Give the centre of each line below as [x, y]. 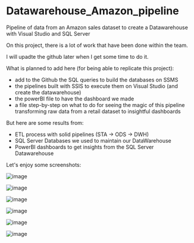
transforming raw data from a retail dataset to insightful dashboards [98, 111]
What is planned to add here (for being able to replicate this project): [90, 68]
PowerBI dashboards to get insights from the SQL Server [84, 147]
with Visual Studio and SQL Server [48, 33]
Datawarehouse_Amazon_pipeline [93, 11]
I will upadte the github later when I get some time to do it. [77, 56]
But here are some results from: [45, 122]
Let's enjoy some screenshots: [44, 165]
